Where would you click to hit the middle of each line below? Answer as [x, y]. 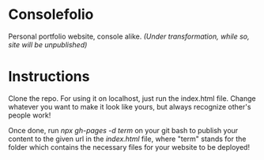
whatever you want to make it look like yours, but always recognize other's [130, 106]
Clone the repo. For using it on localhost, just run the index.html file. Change [132, 98]
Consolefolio [51, 15]
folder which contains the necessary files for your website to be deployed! [129, 147]
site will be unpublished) [48, 44]
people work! [30, 115]
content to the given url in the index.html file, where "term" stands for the [127, 139]
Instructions [49, 77]
